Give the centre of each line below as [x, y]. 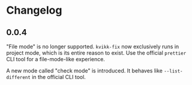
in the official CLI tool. [59, 77]
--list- [173, 71]
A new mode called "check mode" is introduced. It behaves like [85, 71]
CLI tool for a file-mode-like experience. [55, 59]
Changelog [34, 10]
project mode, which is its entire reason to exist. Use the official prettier [96, 53]
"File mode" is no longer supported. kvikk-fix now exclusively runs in [93, 46]
